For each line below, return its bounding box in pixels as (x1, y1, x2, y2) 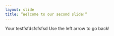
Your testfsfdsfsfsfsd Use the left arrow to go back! (5, 25, 110, 31)
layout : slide (5, 7, 35, 12)
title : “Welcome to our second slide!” (5, 12, 88, 17)
